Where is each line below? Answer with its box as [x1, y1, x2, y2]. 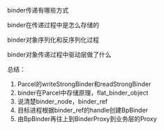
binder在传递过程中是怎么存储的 [7, 21, 100, 29]
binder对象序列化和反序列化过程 [7, 35, 100, 44]
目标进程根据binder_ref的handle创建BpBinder [17, 106, 149, 114]
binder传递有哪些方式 [7, 6, 69, 14]
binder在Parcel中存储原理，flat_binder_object [17, 89, 149, 97]
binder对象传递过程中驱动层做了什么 [7, 51, 112, 58]
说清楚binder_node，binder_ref [17, 97, 108, 106]
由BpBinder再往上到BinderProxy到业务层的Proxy [17, 115, 157, 123]
